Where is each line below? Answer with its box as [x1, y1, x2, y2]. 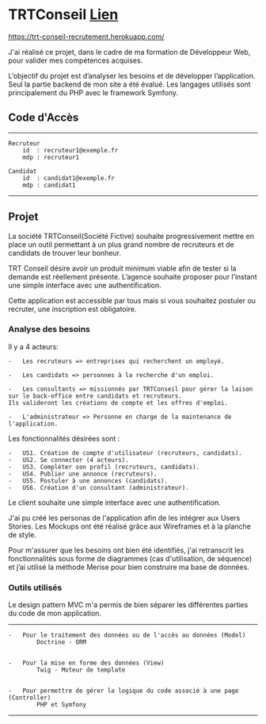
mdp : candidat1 [22, 181, 77, 189]
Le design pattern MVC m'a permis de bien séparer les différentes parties [8, 600, 249, 610]
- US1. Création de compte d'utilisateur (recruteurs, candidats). [8, 449, 243, 457]
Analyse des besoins [8, 324, 91, 335]
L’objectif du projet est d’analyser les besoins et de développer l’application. [8, 71, 256, 80]
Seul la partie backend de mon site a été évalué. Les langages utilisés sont [8, 79, 251, 89]
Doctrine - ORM [36, 638, 87, 646]
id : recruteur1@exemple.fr [22, 146, 119, 154]
